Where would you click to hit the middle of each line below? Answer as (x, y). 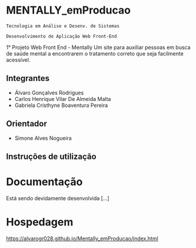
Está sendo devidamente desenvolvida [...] (58, 198)
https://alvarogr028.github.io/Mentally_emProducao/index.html (82, 238)
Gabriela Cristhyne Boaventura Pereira (61, 105)
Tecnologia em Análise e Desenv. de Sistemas (63, 26)
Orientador (26, 124)
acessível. (18, 60)
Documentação (44, 182)
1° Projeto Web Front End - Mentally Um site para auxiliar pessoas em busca (98, 47)
